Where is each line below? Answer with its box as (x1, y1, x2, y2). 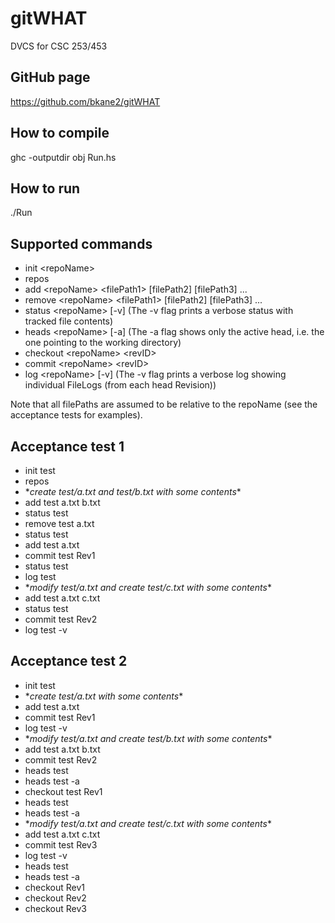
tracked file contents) (24, 315, 114, 327)
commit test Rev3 (24, 838, 98, 851)
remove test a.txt (24, 518, 95, 529)
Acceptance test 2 (10, 653, 128, 670)
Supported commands (10, 235, 153, 252)
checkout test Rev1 (24, 785, 103, 797)
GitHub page (10, 69, 91, 86)
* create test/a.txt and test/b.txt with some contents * (24, 486, 242, 497)
